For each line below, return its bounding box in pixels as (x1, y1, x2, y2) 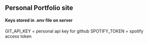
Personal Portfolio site (5, 4, 74, 12)
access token (5, 33, 32, 39)
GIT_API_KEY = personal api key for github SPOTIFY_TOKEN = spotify (5, 28, 144, 34)
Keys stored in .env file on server (5, 17, 73, 23)
